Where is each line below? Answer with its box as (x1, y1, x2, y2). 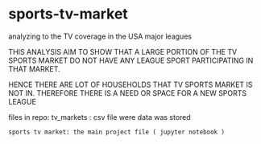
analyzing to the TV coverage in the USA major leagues (8, 31, 192, 41)
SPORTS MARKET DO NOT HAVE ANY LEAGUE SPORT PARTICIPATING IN (8, 56, 254, 65)
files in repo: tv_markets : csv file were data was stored (8, 112, 191, 121)
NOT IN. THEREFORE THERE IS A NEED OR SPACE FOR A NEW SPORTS (8, 88, 247, 97)
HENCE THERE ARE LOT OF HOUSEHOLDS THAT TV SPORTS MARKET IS (8, 80, 253, 89)
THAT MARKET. (8, 64, 60, 73)
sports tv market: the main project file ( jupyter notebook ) (8, 128, 226, 136)
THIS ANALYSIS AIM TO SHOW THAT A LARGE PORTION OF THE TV (8, 47, 238, 56)
